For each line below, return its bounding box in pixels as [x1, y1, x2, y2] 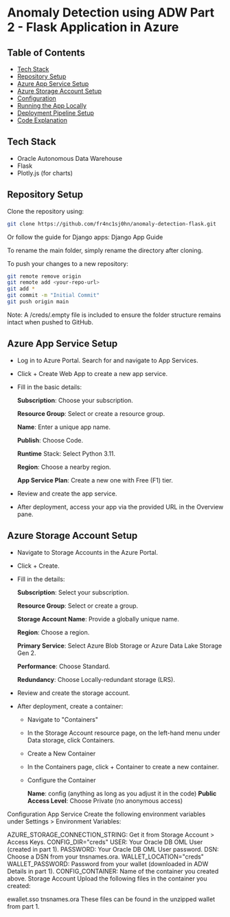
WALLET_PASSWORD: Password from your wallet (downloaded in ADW [7, 859, 209, 868]
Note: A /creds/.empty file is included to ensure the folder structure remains [7, 311, 222, 319]
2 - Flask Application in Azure [7, 19, 179, 35]
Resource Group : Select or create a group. [16, 601, 139, 610]
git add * [7, 285, 36, 293]
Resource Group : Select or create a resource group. [16, 409, 165, 417]
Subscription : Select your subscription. [16, 588, 129, 596]
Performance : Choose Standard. [16, 662, 111, 670]
